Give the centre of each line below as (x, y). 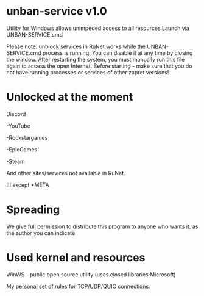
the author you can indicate (41, 233)
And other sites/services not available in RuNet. (66, 173)
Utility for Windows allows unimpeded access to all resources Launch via (98, 28)
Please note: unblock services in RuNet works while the (76, 46)
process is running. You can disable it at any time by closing (118, 52)
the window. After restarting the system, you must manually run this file (96, 59)
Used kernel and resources (76, 258)
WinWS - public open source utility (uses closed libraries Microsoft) (91, 274)
